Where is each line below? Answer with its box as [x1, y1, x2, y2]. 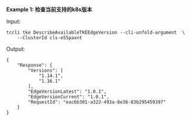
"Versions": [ [28, 67, 63, 73]
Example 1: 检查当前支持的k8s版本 [6, 6, 92, 13]
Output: [6, 45, 25, 52]
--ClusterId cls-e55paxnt [17, 35, 83, 41]
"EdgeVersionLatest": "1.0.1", [28, 88, 107, 95]
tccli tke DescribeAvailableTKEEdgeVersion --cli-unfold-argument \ [6, 29, 186, 36]
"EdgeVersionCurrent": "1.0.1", [28, 94, 110, 100]
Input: [6, 18, 21, 25]
